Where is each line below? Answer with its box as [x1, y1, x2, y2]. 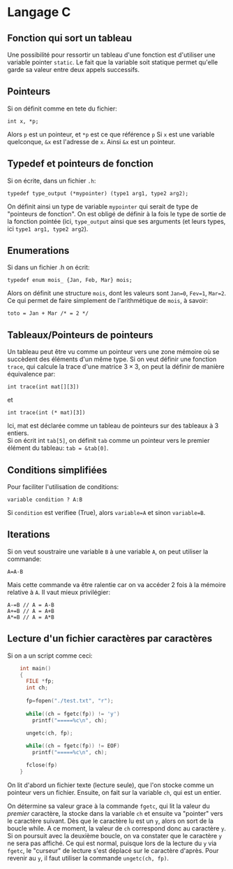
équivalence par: [7, 370, 56, 379]
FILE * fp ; [25, 678, 54, 685]
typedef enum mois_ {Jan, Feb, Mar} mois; [7, 277, 133, 284]
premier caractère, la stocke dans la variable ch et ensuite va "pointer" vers [7, 809, 223, 817]
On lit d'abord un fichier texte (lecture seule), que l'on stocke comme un [7, 781, 214, 789]
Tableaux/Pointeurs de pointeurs [7, 329, 153, 341]
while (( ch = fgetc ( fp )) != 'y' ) [25, 710, 120, 717]
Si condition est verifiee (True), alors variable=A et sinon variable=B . [7, 509, 206, 517]
